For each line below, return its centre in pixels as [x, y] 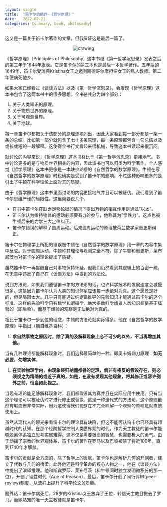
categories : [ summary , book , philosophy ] [49, 24]
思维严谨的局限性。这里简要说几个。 [51, 199]
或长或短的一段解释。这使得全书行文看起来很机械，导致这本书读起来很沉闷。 [83, 146]
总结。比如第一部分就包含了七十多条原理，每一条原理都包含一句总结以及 [88, 140]
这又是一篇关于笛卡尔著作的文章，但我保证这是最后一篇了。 [66, 38]
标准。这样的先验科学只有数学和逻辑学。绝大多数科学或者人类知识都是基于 [81, 303]
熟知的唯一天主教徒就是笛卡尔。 [55, 500]
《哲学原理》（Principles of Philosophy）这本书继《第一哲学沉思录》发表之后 [83, 59]
